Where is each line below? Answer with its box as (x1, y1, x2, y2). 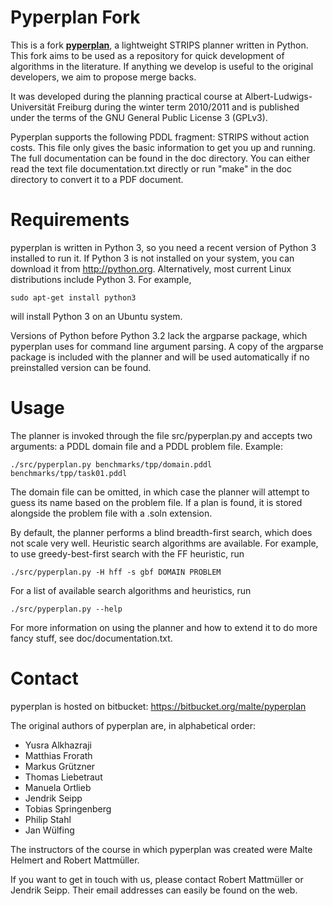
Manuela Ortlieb (24, 781, 92, 793)
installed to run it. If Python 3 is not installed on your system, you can (10, 252, 295, 264)
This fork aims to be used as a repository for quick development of (10, 49, 285, 61)
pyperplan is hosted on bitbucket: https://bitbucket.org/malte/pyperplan (10, 700, 307, 712)
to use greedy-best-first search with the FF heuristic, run (10, 547, 245, 560)
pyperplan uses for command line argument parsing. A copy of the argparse (10, 340, 324, 352)
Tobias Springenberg (24, 802, 112, 815)
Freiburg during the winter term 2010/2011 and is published (56, 101, 300, 113)
